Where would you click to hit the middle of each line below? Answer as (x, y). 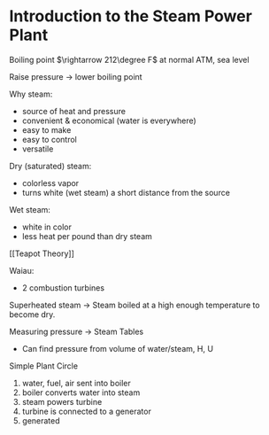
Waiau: (22, 270)
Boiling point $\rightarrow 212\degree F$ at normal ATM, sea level (129, 59)
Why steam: (31, 94)
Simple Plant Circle (43, 366)
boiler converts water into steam (81, 392)
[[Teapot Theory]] (42, 253)
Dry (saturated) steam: (50, 166)
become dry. (32, 314)
